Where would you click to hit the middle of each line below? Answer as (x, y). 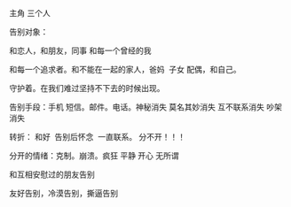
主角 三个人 (30, 13)
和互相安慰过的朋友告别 (52, 174)
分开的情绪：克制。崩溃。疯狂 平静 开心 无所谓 (94, 156)
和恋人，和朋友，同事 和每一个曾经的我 (80, 50)
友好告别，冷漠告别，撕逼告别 (63, 193)
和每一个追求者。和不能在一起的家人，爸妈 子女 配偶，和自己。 (125, 69)
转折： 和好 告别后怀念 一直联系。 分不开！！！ (98, 137)
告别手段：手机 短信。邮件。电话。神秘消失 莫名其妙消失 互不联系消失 (137, 107)
